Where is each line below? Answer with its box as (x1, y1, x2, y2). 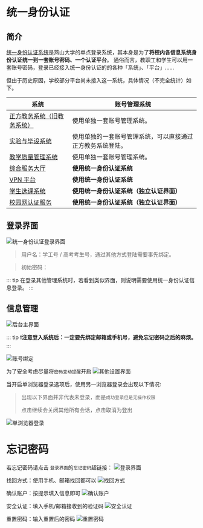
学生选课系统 (9, 187, 47, 195)
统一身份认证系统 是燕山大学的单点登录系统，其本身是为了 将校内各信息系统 (6, 49, 192, 56)
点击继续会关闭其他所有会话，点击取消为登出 (21, 406, 133, 414)
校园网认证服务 (9, 198, 53, 206)
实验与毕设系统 (9, 137, 53, 145)
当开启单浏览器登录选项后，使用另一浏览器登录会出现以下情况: (6, 380, 162, 388)
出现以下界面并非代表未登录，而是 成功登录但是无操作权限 (21, 393, 156, 400)
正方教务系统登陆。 (72, 142, 127, 150)
